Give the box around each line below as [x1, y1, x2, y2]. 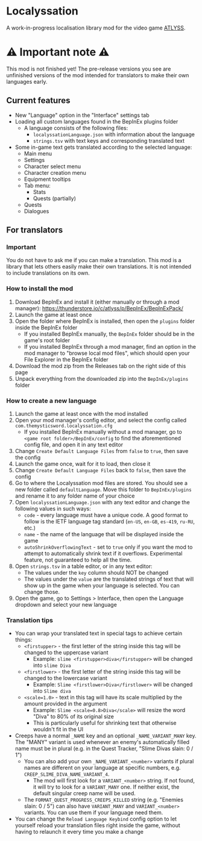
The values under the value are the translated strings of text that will [24, 575, 194, 583]
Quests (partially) [33, 195, 77, 202]
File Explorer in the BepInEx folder [24, 355, 109, 363]
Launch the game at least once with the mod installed [14, 410, 148, 417]
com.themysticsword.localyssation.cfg [14, 423, 113, 429]
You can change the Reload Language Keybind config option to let [14, 815, 177, 823]
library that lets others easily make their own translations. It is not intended [6, 263, 192, 270]
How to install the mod [6, 284, 74, 293]
